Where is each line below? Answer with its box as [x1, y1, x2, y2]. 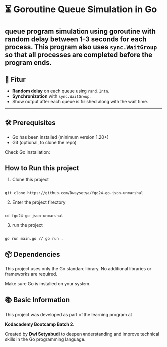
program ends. [5, 58, 52, 67]
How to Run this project [5, 164, 79, 172]
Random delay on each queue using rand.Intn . [12, 88, 110, 94]
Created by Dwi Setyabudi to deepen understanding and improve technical [5, 331, 160, 337]
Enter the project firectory [12, 199, 66, 205]
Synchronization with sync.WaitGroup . [12, 93, 91, 99]
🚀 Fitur [5, 75, 26, 84]
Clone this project [12, 177, 49, 183]
